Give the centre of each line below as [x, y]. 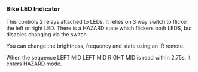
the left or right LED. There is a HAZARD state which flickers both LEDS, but [99, 28]
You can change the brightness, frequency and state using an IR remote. [95, 46]
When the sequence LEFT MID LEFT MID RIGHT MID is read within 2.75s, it [98, 58]
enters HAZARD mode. [34, 64]
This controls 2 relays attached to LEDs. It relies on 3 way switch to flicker [97, 22]
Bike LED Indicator [33, 9]
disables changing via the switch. [47, 35]
